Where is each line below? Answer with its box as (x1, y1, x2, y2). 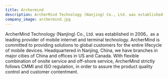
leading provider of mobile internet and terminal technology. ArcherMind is (5, 37, 160, 43)
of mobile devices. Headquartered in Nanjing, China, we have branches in (5, 47, 158, 53)
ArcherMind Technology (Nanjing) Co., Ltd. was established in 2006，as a (5, 31, 159, 37)
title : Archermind (5, 7, 44, 13)
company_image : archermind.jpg (5, 17, 71, 22)
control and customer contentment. (5, 69, 79, 75)
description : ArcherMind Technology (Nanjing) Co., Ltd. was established (5, 12, 163, 17)
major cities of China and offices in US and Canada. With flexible (5, 53, 139, 59)
